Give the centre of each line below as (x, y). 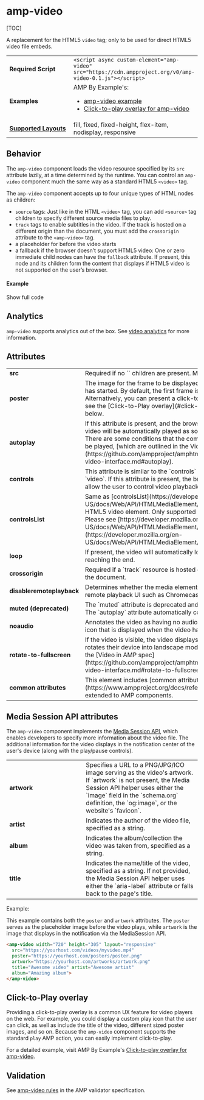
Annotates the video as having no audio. (142, 622)
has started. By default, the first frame (139, 390)
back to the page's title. (119, 894)
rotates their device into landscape (134, 647)
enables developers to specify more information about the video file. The (97, 738)
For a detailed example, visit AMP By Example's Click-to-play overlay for (97, 1050)
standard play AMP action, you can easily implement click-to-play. (89, 1038)
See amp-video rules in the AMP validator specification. (76, 1090)
